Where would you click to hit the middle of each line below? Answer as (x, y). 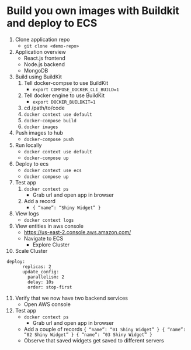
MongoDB (36, 70)
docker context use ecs (53, 170)
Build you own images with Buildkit (93, 11)
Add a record (40, 201)
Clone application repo (42, 39)
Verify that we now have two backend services (71, 298)
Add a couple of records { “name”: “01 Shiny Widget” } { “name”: (105, 329)
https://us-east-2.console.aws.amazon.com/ (77, 232)
